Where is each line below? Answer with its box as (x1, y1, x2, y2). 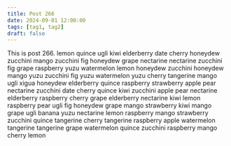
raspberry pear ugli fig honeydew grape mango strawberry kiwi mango (7, 101, 212, 109)
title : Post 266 (7, 10, 55, 18)
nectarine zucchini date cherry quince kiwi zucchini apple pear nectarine (7, 86, 218, 95)
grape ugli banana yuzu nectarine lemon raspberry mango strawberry (7, 109, 209, 117)
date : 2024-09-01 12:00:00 (7, 17, 86, 24)
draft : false (7, 29, 45, 37)
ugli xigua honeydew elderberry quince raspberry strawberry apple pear (7, 79, 216, 88)
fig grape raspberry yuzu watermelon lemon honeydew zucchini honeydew (7, 64, 224, 72)
